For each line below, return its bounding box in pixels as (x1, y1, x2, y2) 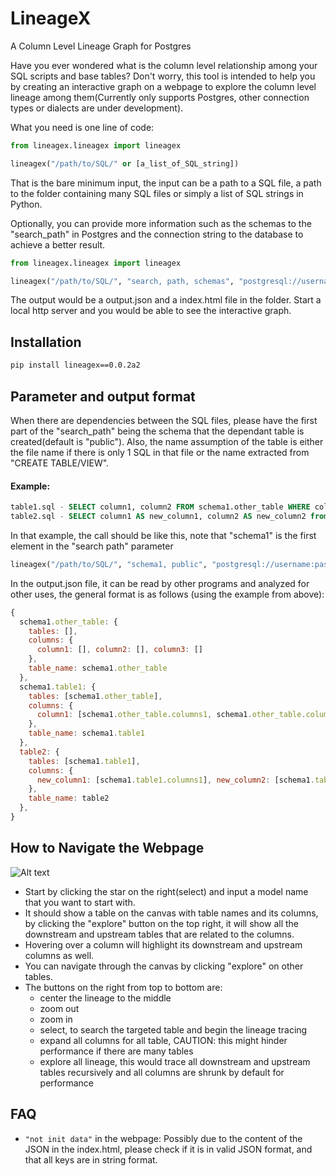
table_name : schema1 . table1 (28, 728, 145, 739)
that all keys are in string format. (24, 1153, 158, 1166)
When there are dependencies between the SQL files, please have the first (10, 414, 318, 426)
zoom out (39, 1002, 80, 1014)
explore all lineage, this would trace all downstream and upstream (39, 1055, 311, 1067)
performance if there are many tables (39, 1045, 194, 1057)
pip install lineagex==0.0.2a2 (10, 360, 141, 371)
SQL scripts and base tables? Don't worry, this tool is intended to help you (10, 70, 316, 82)
